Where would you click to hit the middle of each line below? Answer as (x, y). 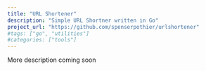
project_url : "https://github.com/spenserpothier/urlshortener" (103, 27)
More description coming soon (52, 60)
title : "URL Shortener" (42, 14)
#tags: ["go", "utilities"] (49, 33)
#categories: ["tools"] (42, 40)
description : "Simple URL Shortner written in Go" (83, 20)
